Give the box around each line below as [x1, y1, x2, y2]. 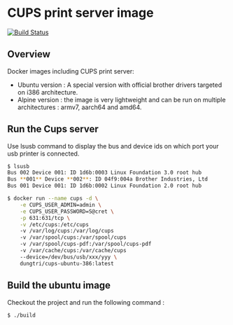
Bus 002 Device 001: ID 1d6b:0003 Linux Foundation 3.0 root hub [7, 170, 202, 177]
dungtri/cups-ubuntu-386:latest [20, 260, 114, 267]
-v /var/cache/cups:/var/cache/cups [20, 247, 127, 254]
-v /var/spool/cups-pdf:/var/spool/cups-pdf [20, 240, 152, 248]
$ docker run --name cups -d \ [7, 195, 99, 202]
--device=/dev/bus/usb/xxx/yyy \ [20, 254, 118, 261]
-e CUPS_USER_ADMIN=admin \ [20, 201, 101, 208]
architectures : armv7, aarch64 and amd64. [17, 103, 142, 111]
